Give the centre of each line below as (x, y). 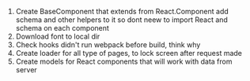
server (26, 70)
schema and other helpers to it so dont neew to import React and (121, 20)
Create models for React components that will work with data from (124, 61)
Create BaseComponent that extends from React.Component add (122, 11)
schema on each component (62, 28)
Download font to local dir (58, 36)
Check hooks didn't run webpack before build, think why (108, 45)
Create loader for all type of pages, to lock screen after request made (129, 53)
